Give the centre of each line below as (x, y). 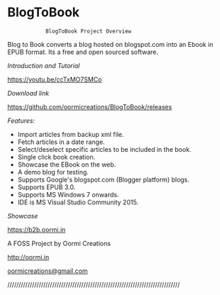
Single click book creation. (56, 157)
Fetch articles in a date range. (61, 142)
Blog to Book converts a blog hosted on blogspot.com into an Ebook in (110, 44)
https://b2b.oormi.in (37, 229)
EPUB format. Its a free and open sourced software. (83, 52)
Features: (21, 121)
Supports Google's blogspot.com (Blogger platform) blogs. (104, 179)
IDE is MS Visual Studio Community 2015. (78, 202)
